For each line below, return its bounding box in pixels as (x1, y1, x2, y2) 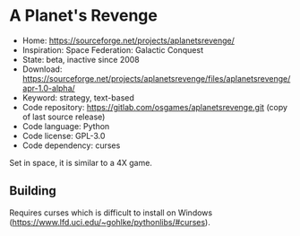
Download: (21, 64, 63, 74)
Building (9, 183, 56, 198)
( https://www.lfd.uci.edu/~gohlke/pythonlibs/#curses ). (9, 216, 210, 227)
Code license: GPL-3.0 (21, 130, 106, 141)
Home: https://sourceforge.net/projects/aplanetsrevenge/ (21, 35, 235, 46)
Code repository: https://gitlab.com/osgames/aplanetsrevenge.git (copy (21, 101, 288, 112)
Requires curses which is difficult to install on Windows (9, 207, 213, 218)
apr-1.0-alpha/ (21, 83, 76, 93)
